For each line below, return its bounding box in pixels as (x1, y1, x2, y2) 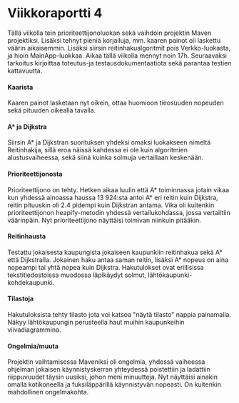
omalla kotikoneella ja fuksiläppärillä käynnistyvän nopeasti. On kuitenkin (7, 380, 222, 389)
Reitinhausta (7, 232, 46, 241)
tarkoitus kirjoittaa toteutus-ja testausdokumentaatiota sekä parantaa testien (7, 58, 232, 67)
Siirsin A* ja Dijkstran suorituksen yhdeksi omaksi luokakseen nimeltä (7, 138, 211, 147)
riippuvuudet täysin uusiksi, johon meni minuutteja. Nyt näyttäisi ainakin (7, 372, 218, 382)
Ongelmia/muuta (7, 342, 59, 350)
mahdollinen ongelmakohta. (7, 388, 89, 397)
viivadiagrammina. (7, 325, 61, 334)
